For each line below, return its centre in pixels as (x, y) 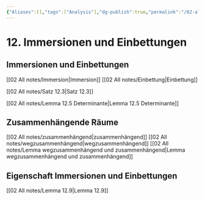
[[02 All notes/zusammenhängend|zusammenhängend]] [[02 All (87, 137)
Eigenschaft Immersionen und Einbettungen (92, 176)
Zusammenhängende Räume (63, 123)
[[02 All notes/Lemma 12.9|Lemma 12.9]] (57, 191)
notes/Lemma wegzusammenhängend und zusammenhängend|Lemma (96, 150)
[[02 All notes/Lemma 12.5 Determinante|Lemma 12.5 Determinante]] (92, 103)
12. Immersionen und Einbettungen (97, 42)
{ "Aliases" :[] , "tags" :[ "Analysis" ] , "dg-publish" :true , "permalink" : (94, 12)
